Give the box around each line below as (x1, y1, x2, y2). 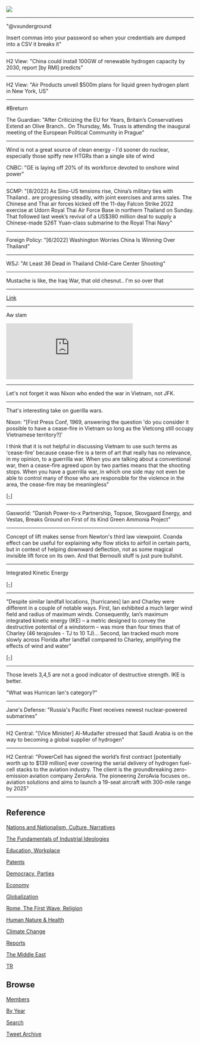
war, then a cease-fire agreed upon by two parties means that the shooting (6, 462, 190, 469)
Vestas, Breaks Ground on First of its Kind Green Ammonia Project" (6, 516, 171, 523)
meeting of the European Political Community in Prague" (6, 129, 145, 136)
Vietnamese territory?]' (6, 431, 63, 438)
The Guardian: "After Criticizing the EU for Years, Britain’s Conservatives (6, 116, 183, 123)
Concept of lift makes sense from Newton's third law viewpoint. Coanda (6, 533, 183, 540)
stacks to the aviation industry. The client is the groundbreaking (15, 766, 173, 773)
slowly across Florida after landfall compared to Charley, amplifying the (6, 636, 181, 643)
